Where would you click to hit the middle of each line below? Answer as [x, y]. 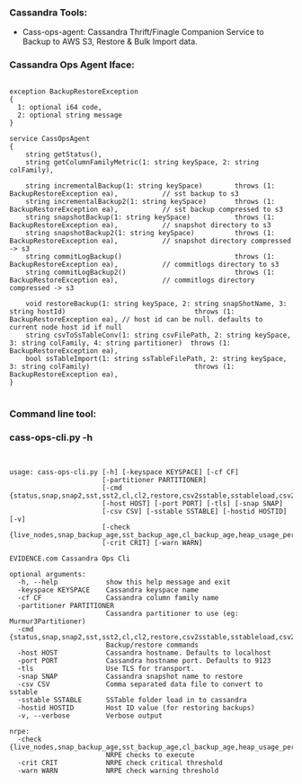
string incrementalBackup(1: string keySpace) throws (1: [151, 186]
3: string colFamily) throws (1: [122, 366]
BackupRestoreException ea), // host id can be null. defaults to [136, 319]
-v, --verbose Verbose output [90, 716]
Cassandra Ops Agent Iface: [72, 65]
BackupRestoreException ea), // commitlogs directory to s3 [144, 264]
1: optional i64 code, [60, 107]
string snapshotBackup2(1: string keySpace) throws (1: [151, 233]
